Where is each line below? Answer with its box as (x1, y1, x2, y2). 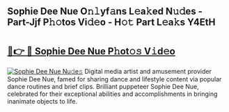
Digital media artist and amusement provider (84, 67, 212, 75)
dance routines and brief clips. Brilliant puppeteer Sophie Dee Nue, (7, 83, 200, 90)
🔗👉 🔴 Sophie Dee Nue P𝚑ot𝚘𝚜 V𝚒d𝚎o (7, 45, 175, 57)
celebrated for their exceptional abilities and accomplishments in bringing (7, 90, 218, 98)
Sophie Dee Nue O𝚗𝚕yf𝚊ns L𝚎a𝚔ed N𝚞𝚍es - (7, 6, 203, 17)
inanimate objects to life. (7, 97, 78, 105)
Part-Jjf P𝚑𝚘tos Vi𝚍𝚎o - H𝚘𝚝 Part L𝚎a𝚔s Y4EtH (7, 17, 216, 29)
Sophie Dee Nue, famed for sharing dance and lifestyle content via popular (7, 75, 222, 83)
